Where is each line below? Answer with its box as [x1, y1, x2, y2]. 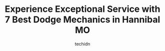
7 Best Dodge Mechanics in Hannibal [4, 14, 160, 25]
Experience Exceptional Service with [4, 3, 160, 15]
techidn [74, 41, 90, 47]
